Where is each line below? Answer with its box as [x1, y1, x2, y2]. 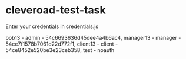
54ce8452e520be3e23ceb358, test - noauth [5, 46, 115, 53]
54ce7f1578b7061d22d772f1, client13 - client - [5, 40, 118, 47]
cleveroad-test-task [5, 4, 107, 17]
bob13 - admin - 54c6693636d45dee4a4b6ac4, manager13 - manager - [5, 34, 181, 41]
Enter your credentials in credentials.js [5, 23, 98, 30]
